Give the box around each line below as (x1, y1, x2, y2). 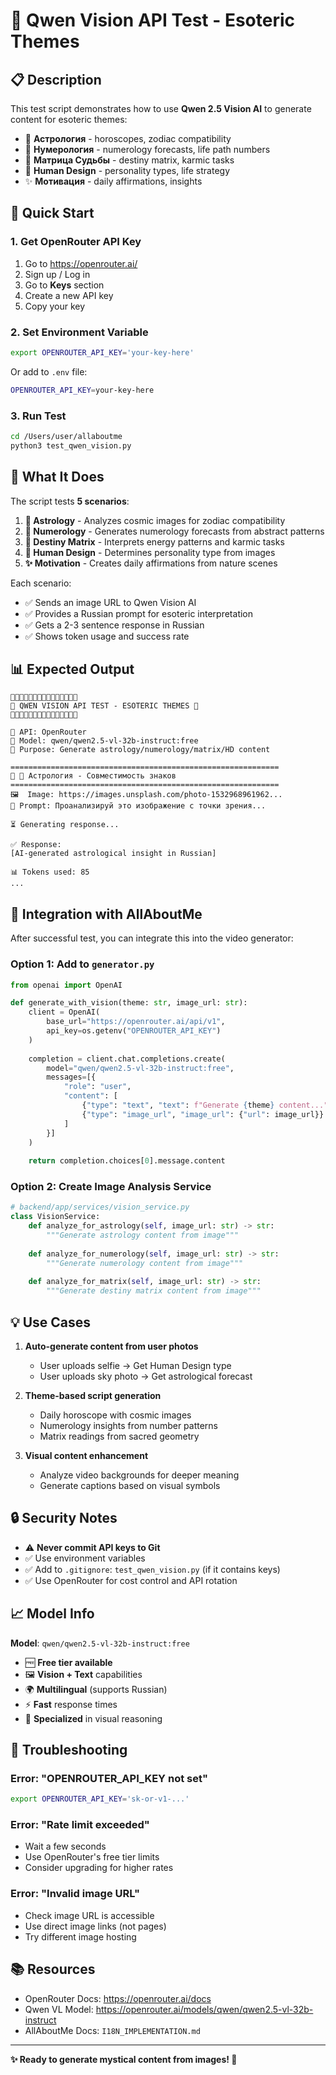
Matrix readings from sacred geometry (39, 1430, 200, 1442)
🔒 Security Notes (10, 1510, 118, 1527)
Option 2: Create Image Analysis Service (10, 1180, 212, 1194)
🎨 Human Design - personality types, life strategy (24, 165, 230, 176)
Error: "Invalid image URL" (10, 1887, 141, 1901)
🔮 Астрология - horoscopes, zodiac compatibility (24, 133, 232, 144)
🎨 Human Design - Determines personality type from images (24, 546, 276, 558)
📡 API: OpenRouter (10, 727, 87, 738)
